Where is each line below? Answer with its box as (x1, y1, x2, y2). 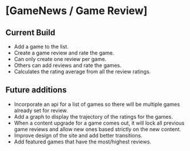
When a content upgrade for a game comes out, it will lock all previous (13, 119, 185, 126)
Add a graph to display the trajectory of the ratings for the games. (13, 113, 174, 120)
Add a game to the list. (13, 43, 69, 50)
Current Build (5, 28, 56, 38)
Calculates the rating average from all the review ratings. (13, 68, 151, 75)
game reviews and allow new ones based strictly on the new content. (13, 125, 181, 133)
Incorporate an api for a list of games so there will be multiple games (13, 100, 180, 108)
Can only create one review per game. (13, 56, 107, 62)
